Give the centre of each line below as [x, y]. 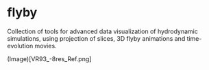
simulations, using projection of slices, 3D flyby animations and [96, 38]
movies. [46, 46]
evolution [20, 46]
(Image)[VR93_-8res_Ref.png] [49, 58]
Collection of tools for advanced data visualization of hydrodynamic [103, 31]
